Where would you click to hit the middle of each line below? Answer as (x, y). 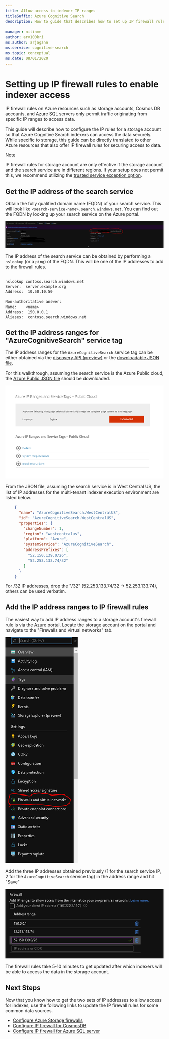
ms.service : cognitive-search (37, 48)
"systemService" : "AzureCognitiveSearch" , (68, 544)
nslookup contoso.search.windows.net (45, 282)
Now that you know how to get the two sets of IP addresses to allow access (83, 1000)
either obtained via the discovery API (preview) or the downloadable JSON (82, 358)
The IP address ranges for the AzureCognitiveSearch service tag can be (79, 352)
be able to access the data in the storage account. (57, 972)
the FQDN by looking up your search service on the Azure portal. (72, 214)
